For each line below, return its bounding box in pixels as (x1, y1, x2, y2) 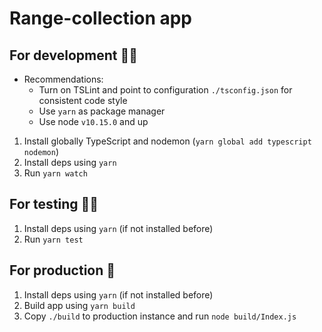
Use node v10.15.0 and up (38, 116, 149, 127)
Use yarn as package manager (38, 105, 166, 117)
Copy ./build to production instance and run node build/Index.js (23, 310, 297, 322)
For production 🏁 (9, 262, 116, 279)
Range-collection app (9, 7, 193, 30)
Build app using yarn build (23, 299, 136, 311)
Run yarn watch (23, 167, 88, 179)
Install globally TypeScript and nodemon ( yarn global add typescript (23, 135, 312, 147)
